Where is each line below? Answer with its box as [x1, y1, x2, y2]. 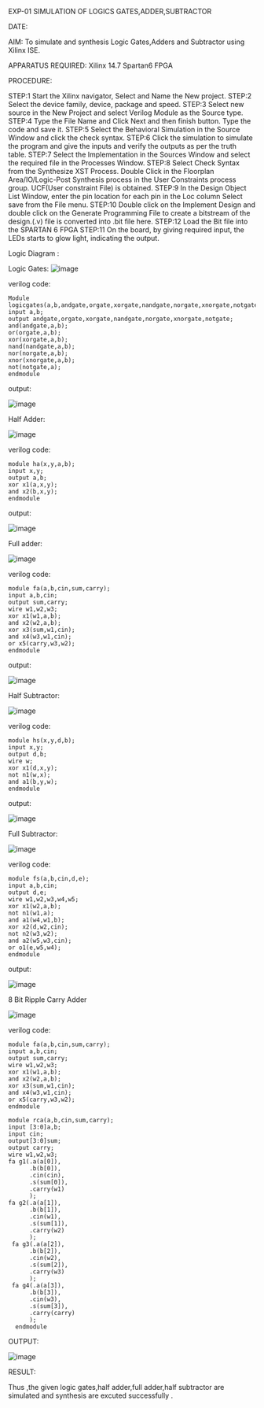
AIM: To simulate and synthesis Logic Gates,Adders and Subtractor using [8, 37, 245, 46]
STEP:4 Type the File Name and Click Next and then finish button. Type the [8, 116, 251, 125]
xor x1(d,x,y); [8, 764, 58, 772]
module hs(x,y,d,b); [8, 737, 76, 745]
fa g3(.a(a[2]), [11, 1240, 65, 1248]
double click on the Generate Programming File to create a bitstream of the [8, 209, 251, 217]
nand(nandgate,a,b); [8, 342, 76, 350]
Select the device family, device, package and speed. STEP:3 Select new [8, 100, 245, 109]
